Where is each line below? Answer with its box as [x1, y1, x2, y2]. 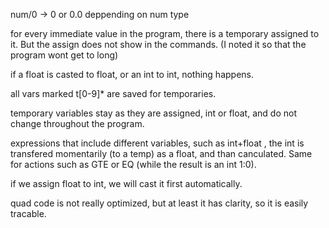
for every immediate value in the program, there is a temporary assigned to [10, 28, 320, 39]
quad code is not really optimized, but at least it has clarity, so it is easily [10, 197, 309, 209]
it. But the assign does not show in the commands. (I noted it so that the [10, 39, 307, 50]
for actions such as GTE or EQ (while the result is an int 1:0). [10, 159, 257, 170]
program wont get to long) [10, 49, 119, 61]
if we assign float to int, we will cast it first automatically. [10, 178, 243, 189]
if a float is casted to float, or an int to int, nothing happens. [10, 69, 254, 80]
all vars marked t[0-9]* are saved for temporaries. [10, 88, 217, 99]
